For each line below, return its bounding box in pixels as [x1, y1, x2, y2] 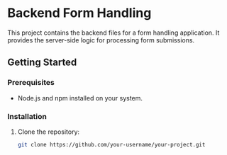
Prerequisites [7, 78, 55, 88]
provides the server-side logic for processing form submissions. [7, 35, 195, 44]
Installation [7, 111, 48, 121]
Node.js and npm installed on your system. [17, 93, 143, 102]
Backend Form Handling [7, 5, 152, 21]
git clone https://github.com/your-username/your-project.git [17, 141, 206, 148]
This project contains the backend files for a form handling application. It [7, 28, 220, 37]
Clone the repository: [17, 127, 80, 136]
